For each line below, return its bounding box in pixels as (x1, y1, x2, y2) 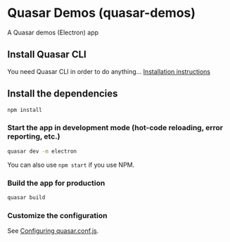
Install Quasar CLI (7, 49, 87, 60)
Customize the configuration (7, 210, 108, 220)
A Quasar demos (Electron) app (7, 28, 99, 37)
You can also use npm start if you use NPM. (7, 160, 135, 169)
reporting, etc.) (7, 132, 60, 141)
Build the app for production (7, 178, 106, 188)
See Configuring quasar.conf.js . (7, 227, 99, 235)
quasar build (7, 193, 46, 201)
